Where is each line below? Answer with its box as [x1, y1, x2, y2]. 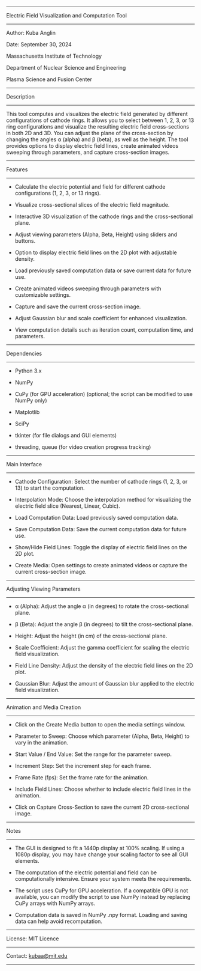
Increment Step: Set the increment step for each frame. [14, 762, 151, 769]
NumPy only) [14, 397, 47, 404]
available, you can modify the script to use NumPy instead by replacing [14, 893, 191, 900]
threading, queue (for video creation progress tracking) [14, 443, 151, 451]
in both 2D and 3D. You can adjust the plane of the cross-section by [6, 130, 173, 136]
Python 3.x [14, 367, 42, 374]
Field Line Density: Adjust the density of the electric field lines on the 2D [14, 662, 193, 669]
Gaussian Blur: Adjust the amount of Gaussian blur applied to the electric [14, 680, 194, 687]
